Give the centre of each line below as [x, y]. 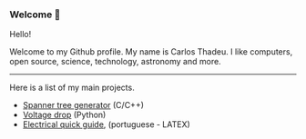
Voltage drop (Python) [64, 115]
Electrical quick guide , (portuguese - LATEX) [107, 124]
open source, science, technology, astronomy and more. [115, 62]
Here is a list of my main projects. [72, 88]
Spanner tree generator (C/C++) [83, 105]
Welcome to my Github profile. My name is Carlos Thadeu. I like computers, [151, 52]
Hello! [20, 35]
